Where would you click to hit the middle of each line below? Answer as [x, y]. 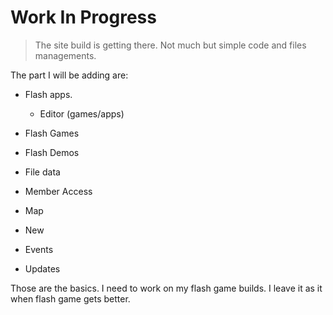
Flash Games [52, 133]
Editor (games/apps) [82, 113]
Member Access [58, 191]
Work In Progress [83, 17]
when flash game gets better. [70, 298]
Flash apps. [48, 94]
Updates [42, 268]
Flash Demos [52, 152]
